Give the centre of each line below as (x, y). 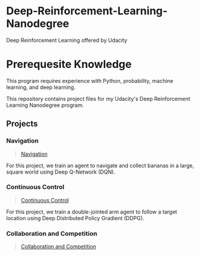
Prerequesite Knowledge (69, 64)
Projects (22, 124)
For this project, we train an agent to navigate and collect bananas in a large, (100, 165)
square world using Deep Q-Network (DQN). (61, 172)
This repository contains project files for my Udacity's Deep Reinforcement (98, 98)
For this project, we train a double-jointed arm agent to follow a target (92, 212)
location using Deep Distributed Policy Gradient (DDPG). (75, 218)
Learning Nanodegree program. (45, 105)
